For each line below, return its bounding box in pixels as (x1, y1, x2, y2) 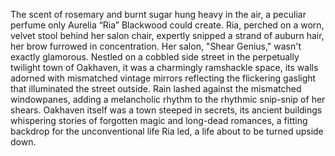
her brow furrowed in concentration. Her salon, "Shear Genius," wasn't (10, 40, 302, 52)
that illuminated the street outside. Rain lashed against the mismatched (10, 83, 302, 94)
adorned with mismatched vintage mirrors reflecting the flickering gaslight (10, 72, 317, 84)
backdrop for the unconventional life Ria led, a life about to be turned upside (10, 125, 324, 137)
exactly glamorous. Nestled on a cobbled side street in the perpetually (10, 51, 300, 63)
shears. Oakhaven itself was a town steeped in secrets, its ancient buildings (10, 104, 323, 116)
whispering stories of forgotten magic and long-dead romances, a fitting (10, 115, 308, 126)
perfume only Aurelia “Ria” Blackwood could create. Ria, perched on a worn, (10, 19, 325, 31)
